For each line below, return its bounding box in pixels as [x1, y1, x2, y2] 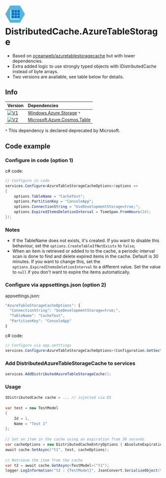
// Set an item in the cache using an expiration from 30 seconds [5, 437, 145, 442]
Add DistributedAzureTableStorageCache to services [5, 360, 136, 367]
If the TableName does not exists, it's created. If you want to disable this [12, 238, 160, 244]
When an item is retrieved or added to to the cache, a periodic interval [12, 248, 155, 254]
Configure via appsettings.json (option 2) [5, 281, 106, 288]
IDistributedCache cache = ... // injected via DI [5, 395, 112, 400]
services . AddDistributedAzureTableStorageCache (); [5, 371, 112, 377]
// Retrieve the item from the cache [5, 458, 83, 463]
